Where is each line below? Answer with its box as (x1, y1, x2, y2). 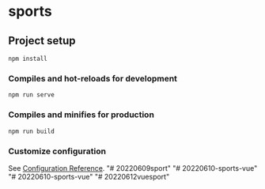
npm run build (8, 127, 55, 135)
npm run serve (8, 91, 55, 99)
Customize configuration (8, 146, 107, 157)
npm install (8, 55, 47, 62)
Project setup (8, 34, 77, 47)
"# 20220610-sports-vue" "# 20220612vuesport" (8, 172, 170, 181)
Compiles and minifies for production (8, 109, 154, 120)
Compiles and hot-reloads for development (8, 73, 178, 84)
